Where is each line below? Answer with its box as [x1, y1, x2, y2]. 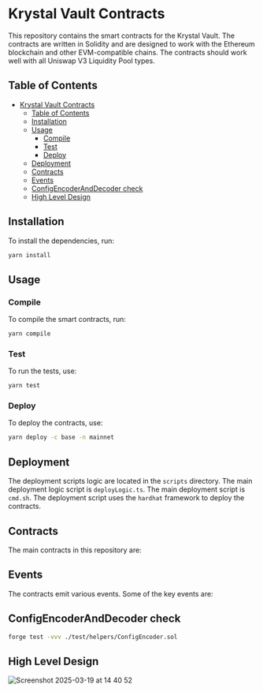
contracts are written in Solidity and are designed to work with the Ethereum [8, 39, 256, 48]
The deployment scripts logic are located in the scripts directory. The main [8, 477, 253, 486]
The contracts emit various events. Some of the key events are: [8, 589, 214, 598]
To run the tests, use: [8, 366, 77, 376]
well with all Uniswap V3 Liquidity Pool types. [8, 56, 155, 65]
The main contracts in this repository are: [8, 545, 142, 555]
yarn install [8, 251, 51, 259]
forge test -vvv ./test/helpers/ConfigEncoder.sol [8, 633, 178, 641]
